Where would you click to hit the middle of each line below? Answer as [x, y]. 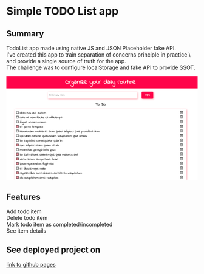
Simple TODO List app [63, 11]
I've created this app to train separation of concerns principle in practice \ [99, 55]
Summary [25, 34]
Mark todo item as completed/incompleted [59, 224]
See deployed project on [53, 250]
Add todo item [24, 211]
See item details [26, 231]
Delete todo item [27, 217]
